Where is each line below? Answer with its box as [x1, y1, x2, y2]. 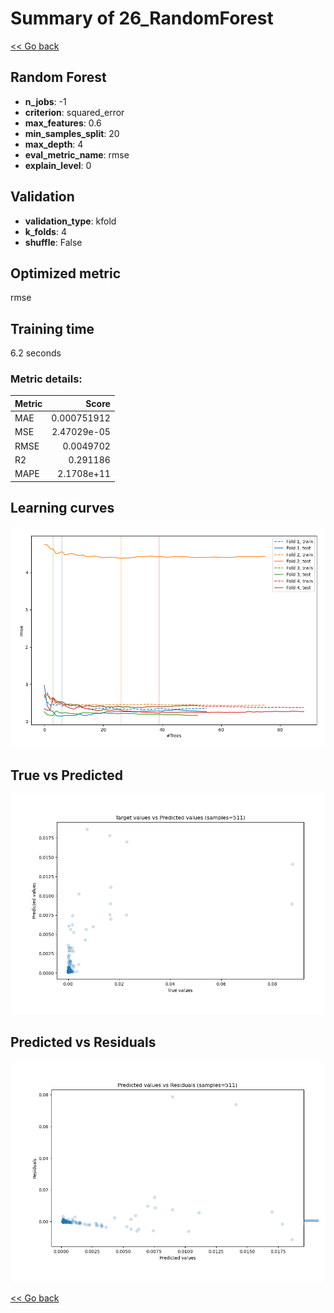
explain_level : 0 [24, 159, 92, 171]
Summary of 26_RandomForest [10, 7, 274, 30]
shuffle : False [24, 236, 83, 248]
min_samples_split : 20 [24, 127, 120, 139]
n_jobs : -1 [24, 95, 67, 107]
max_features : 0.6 [24, 117, 102, 129]
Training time [10, 320, 95, 337]
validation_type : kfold [24, 215, 117, 227]
